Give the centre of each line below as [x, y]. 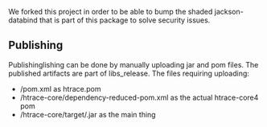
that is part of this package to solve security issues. [125, 20]
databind [23, 20]
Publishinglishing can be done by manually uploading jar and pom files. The [133, 64]
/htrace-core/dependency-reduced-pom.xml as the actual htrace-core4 [139, 97]
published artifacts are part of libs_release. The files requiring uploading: [129, 73]
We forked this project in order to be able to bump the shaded [111, 12]
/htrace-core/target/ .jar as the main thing [88, 114]
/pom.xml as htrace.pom [60, 88]
